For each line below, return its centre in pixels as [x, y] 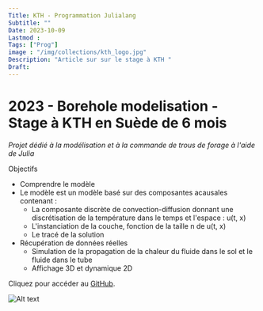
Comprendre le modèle [57, 184]
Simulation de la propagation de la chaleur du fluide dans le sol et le [142, 251]
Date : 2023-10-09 [37, 30]
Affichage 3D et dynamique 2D [82, 268]
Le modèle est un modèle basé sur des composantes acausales [124, 192]
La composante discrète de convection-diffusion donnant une [132, 209]
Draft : [19, 67]
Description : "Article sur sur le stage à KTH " [90, 60]
